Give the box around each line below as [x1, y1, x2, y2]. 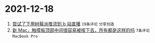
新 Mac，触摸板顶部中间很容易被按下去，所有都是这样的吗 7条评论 [12, 27, 150, 33]
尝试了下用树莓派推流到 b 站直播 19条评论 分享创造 [12, 20, 115, 27]
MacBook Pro [12, 34, 38, 39]
